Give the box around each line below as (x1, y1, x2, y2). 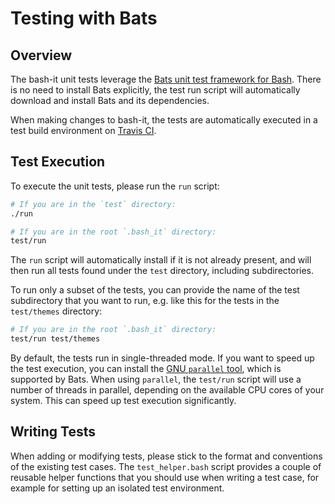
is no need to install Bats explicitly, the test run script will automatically (10, 84, 301, 96)
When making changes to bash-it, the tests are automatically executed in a (10, 114, 318, 126)
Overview (10, 47, 73, 64)
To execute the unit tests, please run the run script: (10, 180, 220, 192)
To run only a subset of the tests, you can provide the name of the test (10, 284, 300, 296)
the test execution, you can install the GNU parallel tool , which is (10, 363, 282, 375)
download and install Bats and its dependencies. (10, 95, 210, 106)
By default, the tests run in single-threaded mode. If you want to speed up (10, 352, 315, 364)
